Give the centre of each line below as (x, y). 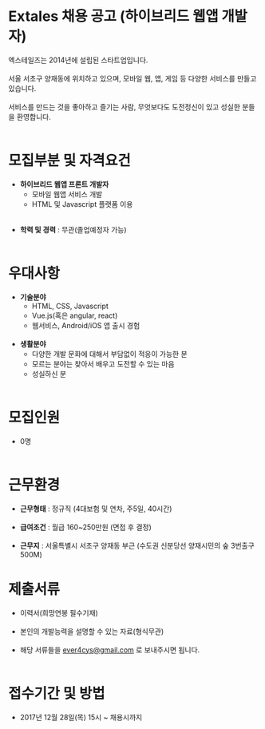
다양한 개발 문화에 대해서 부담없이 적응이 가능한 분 (109, 354)
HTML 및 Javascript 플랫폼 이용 (82, 204)
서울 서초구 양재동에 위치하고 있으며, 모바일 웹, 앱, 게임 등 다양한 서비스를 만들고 (132, 78)
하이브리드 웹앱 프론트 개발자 (64, 184)
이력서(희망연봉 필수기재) (59, 612)
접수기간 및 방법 (57, 693)
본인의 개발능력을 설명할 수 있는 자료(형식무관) (92, 631)
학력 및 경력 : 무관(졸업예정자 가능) (73, 229)
